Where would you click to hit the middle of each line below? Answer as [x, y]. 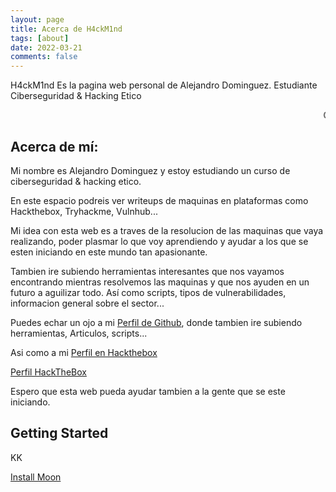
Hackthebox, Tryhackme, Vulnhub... [84, 211]
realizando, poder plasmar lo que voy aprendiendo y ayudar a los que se [159, 241]
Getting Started [59, 433]
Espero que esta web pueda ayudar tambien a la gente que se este [148, 391]
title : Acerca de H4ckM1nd [66, 29]
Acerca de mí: [54, 146]
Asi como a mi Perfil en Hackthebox [84, 352]
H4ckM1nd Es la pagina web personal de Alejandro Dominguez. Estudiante [164, 85]
